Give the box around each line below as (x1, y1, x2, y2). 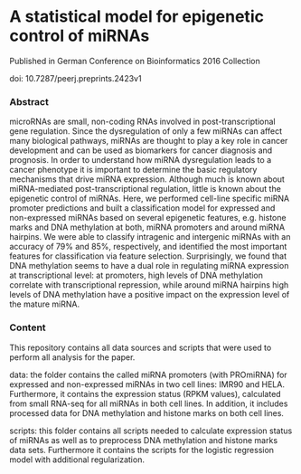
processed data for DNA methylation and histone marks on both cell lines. (9, 407, 285, 418)
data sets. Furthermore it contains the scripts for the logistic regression (9, 444, 274, 455)
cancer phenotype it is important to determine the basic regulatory (9, 165, 258, 175)
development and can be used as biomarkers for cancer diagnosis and (9, 145, 273, 156)
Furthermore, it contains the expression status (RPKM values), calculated (9, 388, 282, 399)
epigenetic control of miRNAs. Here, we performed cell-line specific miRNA (9, 193, 290, 204)
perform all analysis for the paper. (9, 351, 136, 363)
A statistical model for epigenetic (9, 6, 265, 27)
